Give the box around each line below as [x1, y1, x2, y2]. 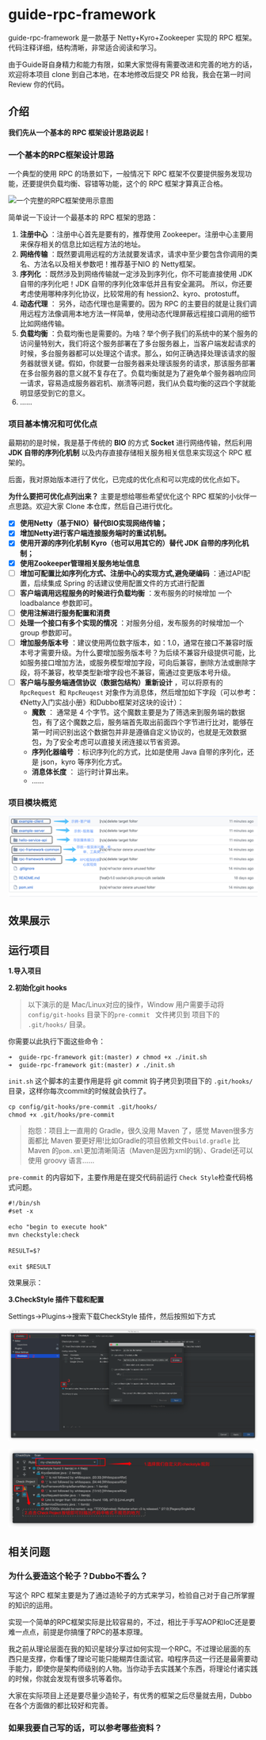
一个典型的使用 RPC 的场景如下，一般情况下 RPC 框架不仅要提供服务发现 [8, 169, 245, 179]
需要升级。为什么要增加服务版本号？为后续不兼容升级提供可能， [40, 647, 249, 657]
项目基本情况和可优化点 [8, 419, 97, 430]
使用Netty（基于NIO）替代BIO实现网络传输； [19, 519, 168, 528]
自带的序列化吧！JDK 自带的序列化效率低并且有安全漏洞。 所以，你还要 [19, 280, 253, 289]
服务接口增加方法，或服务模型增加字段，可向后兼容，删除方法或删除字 [26, 658, 256, 667]
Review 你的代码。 [8, 79, 69, 89]
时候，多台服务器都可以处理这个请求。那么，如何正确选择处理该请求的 [19, 349, 249, 358]
